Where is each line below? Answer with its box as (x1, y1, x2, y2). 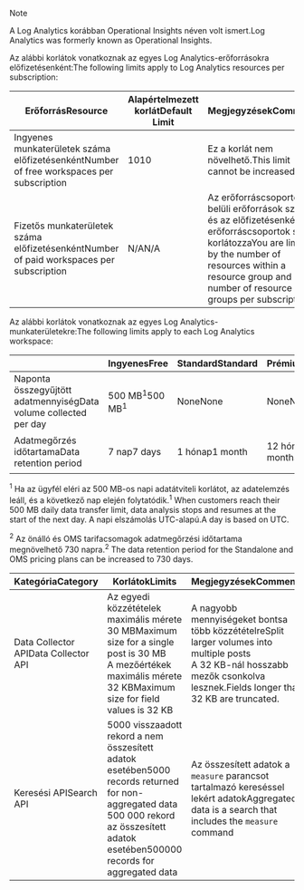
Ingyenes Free (108, 357, 169, 370)
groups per (207, 294, 255, 305)
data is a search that (191, 804, 278, 817)
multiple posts (191, 647, 252, 660)
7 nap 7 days (108, 446, 161, 459)
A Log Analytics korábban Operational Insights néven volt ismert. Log (9, 25, 265, 35)
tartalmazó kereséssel (191, 781, 285, 794)
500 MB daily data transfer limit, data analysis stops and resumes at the (9, 504, 277, 515)
